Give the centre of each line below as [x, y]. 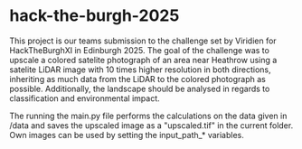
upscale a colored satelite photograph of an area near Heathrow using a [143, 60]
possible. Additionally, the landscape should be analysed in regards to [140, 88]
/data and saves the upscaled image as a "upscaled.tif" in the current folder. [151, 125]
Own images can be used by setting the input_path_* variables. [127, 135]
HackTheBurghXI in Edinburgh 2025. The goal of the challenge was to [139, 50]
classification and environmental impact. [85, 98]
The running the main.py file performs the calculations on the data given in [148, 116]
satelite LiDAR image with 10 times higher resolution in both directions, [140, 70]
